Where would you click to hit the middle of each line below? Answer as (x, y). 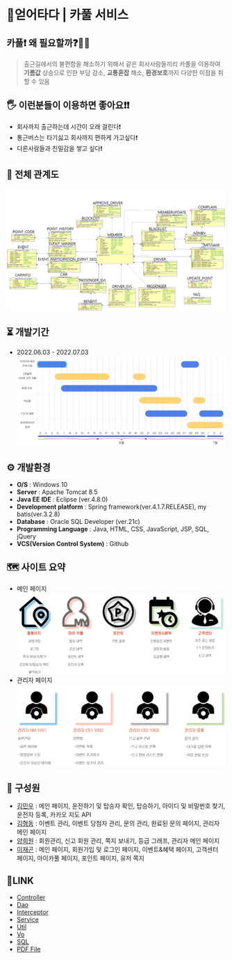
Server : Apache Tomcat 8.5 (57, 492)
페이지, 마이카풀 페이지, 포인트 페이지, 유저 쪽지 (81, 858)
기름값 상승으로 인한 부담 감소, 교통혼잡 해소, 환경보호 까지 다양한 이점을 (120, 72)
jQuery (26, 536)
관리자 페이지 (34, 680)
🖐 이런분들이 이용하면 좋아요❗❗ (68, 106)
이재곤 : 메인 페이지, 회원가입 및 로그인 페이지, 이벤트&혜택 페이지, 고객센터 (117, 850)
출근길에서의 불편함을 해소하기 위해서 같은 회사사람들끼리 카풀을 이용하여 (122, 64)
